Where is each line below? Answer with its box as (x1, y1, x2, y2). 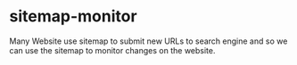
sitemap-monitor (9, 6, 137, 27)
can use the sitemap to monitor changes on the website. (9, 45, 216, 55)
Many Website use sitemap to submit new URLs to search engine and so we (9, 36, 288, 46)
